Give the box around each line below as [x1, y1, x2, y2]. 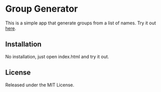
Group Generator [5, 3, 78, 15]
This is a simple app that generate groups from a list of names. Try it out [5, 20, 156, 26]
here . [5, 25, 16, 31]
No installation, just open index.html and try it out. [5, 53, 109, 59]
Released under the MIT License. [5, 82, 75, 88]
